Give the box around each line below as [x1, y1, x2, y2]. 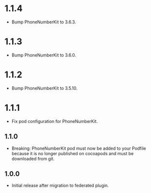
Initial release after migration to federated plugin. [11, 183, 109, 189]
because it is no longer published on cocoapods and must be [11, 150, 134, 156]
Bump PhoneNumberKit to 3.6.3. [11, 19, 76, 25]
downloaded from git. [11, 156, 55, 161]
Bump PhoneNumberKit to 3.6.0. [11, 52, 76, 58]
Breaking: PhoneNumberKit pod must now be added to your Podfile [11, 145, 146, 151]
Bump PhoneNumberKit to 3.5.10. [11, 85, 78, 91]
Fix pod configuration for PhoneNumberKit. [11, 118, 98, 124]
